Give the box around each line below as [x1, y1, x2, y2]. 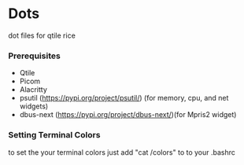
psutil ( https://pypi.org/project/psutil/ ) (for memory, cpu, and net [19, 93, 229, 103]
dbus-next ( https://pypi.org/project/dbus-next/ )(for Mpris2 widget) [19, 110, 237, 119]
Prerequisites [8, 50, 61, 61]
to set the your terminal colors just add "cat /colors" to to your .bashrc [8, 147, 236, 157]
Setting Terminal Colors [8, 130, 101, 141]
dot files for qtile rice [8, 31, 76, 40]
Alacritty [19, 85, 47, 94]
